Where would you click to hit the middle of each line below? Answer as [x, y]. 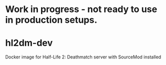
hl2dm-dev [29, 43]
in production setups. [51, 20]
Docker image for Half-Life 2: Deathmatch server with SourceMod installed [83, 57]
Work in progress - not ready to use [81, 9]
